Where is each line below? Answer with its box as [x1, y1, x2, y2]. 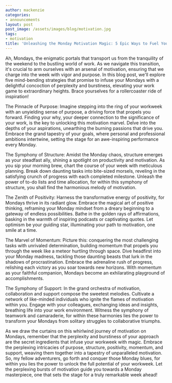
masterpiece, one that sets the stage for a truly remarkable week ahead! [5, 371, 158, 378]
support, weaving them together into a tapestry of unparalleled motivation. [5, 350, 162, 356]
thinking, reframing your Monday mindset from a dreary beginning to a [5, 205, 154, 211]
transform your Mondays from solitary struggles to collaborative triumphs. [5, 318, 161, 324]
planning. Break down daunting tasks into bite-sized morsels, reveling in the [5, 168, 165, 174]
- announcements [5, 17, 40, 22]
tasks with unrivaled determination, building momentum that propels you [5, 242, 158, 248]
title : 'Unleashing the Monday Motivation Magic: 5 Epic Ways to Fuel [5, 41, 159, 46]
